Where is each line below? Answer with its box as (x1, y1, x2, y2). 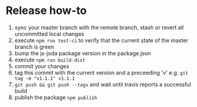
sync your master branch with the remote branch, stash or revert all (14, 24, 184, 31)
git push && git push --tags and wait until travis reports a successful (14, 80, 192, 88)
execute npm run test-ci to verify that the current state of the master (14, 36, 188, 44)
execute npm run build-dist (14, 56, 86, 63)
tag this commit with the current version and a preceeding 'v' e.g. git (14, 69, 188, 76)
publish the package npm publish (14, 94, 98, 101)
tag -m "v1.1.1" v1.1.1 (14, 75, 75, 81)
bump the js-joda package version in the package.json (14, 49, 151, 57)
